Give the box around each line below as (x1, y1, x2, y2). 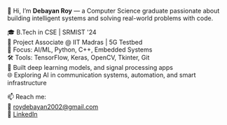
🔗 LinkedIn (7, 110, 38, 118)
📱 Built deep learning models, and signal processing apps (7, 64, 174, 71)
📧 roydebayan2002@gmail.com (7, 103, 99, 111)
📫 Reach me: (7, 93, 47, 101)
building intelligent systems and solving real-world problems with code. (7, 14, 214, 22)
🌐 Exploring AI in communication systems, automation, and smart (7, 71, 196, 79)
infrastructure (7, 79, 47, 87)
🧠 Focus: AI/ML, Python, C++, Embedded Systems (7, 45, 153, 54)
